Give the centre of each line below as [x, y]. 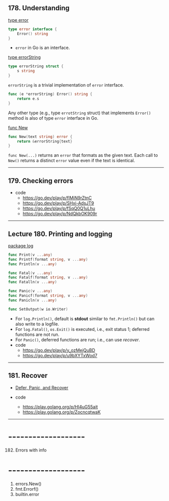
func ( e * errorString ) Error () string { [50, 94]
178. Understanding [39, 8]
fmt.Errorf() [27, 489]
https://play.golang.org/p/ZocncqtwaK [62, 412]
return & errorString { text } [45, 141]
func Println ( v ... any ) [33, 264]
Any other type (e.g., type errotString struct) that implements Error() [80, 113]
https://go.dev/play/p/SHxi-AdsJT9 [58, 203]
